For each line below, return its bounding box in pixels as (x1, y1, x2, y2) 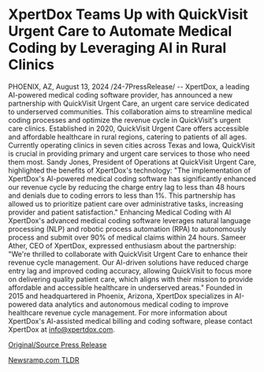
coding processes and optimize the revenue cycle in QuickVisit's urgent (8, 115, 242, 125)
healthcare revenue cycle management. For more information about (8, 307, 228, 317)
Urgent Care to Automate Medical (8, 22, 232, 40)
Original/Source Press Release (8, 340, 107, 349)
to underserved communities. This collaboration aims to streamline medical (8, 106, 252, 116)
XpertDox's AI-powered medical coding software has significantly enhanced (8, 173, 256, 183)
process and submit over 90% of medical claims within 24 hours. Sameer (8, 232, 247, 242)
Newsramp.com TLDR (8, 355, 80, 364)
